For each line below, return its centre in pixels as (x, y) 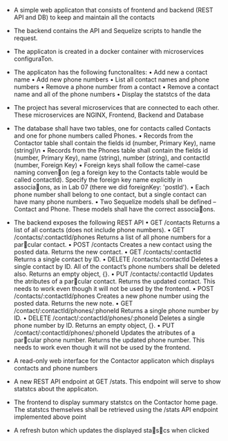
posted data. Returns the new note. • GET (73, 303)
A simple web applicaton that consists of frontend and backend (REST (113, 10)
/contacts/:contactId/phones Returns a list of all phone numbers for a (112, 237)
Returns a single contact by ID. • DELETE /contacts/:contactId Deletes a (116, 259)
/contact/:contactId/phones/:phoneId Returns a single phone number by (116, 311)
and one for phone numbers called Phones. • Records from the (103, 135)
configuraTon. (34, 59)
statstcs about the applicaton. (56, 389)
